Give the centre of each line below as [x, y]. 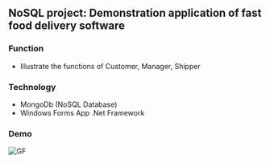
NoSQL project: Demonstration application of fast [135, 13]
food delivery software [67, 26]
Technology [32, 87]
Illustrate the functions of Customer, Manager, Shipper [110, 66]
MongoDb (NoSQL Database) [69, 104]
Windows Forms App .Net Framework [82, 112]
